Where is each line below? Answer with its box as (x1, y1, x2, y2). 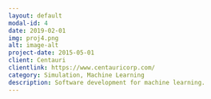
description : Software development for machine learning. (8, 78, 205, 86)
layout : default (8, 11, 62, 20)
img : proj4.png (8, 34, 59, 42)
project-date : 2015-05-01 (8, 49, 94, 57)
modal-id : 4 (8, 19, 48, 27)
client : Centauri (8, 57, 66, 65)
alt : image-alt (8, 42, 59, 49)
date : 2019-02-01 (8, 26, 66, 34)
